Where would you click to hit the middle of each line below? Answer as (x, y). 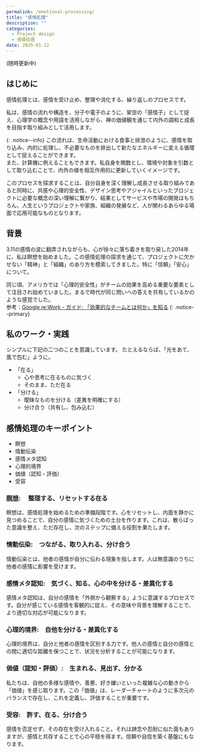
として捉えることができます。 (42, 155)
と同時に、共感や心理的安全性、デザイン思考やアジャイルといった (92, 190)
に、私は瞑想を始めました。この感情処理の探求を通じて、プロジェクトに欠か (100, 256)
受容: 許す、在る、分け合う (47, 715)
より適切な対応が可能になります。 (48, 612)
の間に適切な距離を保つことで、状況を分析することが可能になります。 (92, 652)
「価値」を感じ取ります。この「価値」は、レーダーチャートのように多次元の (100, 690)
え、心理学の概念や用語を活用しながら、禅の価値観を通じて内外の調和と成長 (100, 119)
